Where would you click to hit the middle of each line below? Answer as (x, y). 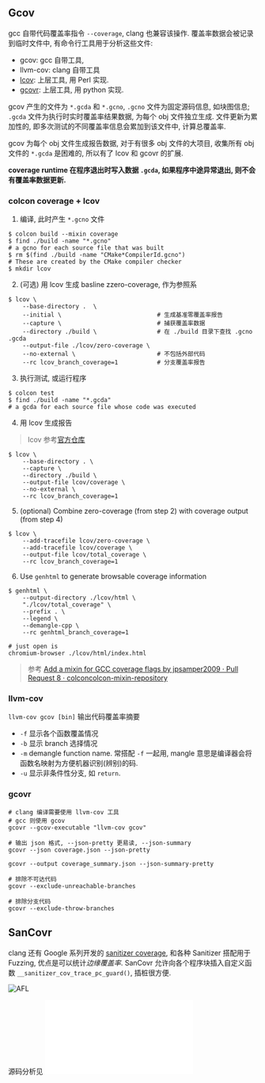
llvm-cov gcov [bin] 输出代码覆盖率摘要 (74, 717)
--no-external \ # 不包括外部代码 (114, 354)
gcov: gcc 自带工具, (52, 59)
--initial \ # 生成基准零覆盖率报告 (123, 315)
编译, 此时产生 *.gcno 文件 (62, 219)
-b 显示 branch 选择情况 (59, 744)
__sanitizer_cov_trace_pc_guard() (74, 973)
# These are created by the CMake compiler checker (95, 262)
